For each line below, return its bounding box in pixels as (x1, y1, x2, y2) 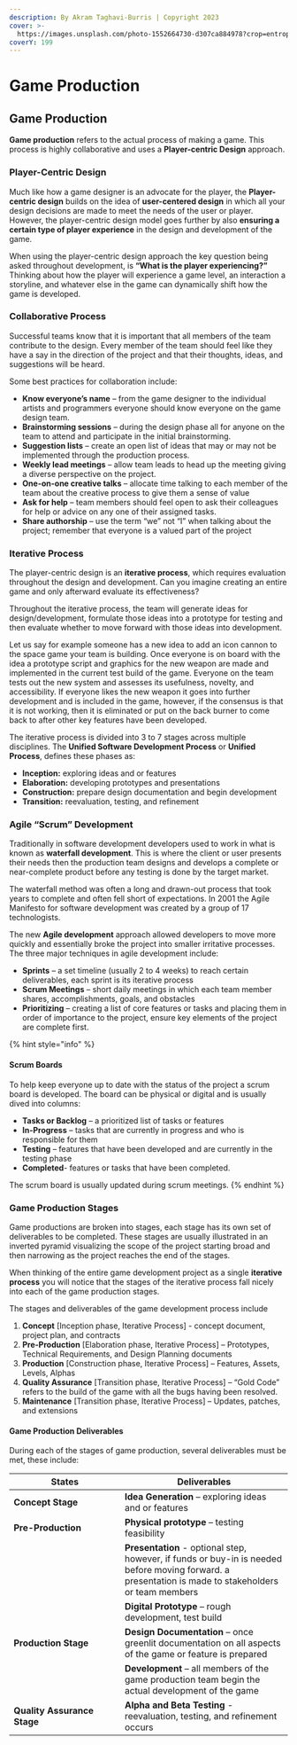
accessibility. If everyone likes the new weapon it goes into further (9, 686, 251, 697)
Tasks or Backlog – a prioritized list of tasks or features (21, 1115, 225, 1126)
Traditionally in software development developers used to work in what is (9, 839, 276, 849)
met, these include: (9, 1455, 80, 1466)
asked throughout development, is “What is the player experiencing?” (9, 260, 268, 270)
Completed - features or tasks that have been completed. (21, 1162, 231, 1173)
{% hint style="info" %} (9, 1039, 95, 1050)
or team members (125, 1586, 199, 1599)
